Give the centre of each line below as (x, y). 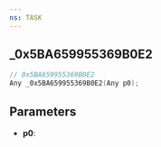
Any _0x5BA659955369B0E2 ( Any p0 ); (75, 83)
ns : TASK (26, 18)
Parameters (43, 111)
